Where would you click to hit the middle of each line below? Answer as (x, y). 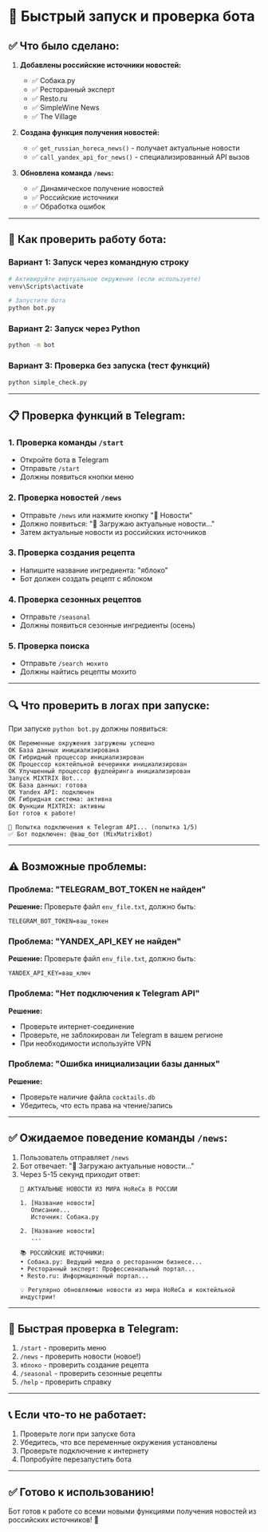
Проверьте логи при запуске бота (77, 1434)
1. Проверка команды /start (66, 442)
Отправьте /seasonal (55, 617)
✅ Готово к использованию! (81, 1492)
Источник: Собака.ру (65, 1217)
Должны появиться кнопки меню (77, 477)
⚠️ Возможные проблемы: (78, 866)
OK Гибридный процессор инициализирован (77, 758)
